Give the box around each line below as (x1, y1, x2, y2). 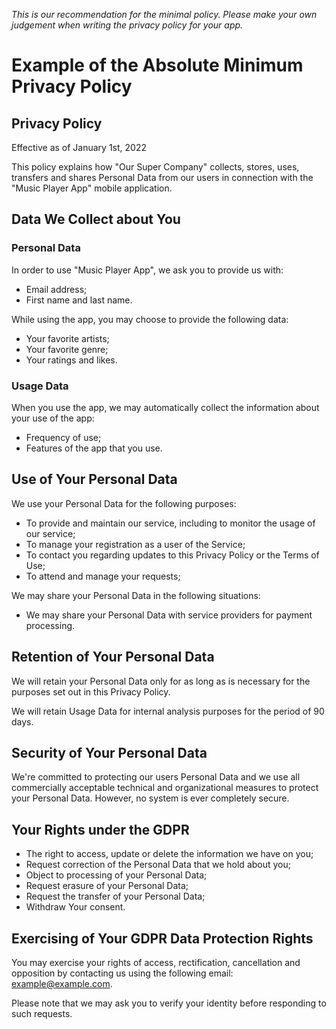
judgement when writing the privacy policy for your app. (11, 19, 244, 31)
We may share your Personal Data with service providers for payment (25, 609, 313, 621)
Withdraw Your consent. (25, 901, 126, 913)
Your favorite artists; (25, 332, 110, 344)
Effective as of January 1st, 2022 (11, 142, 147, 153)
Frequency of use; (25, 431, 102, 443)
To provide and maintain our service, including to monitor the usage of (25, 517, 316, 529)
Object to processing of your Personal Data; (25, 869, 208, 881)
